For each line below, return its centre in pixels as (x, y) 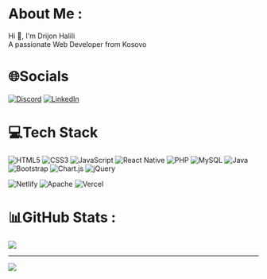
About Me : (45, 14)
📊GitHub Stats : (62, 217)
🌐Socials (39, 77)
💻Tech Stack (53, 133)
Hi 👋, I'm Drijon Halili (42, 36)
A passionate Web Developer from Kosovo (77, 44)
